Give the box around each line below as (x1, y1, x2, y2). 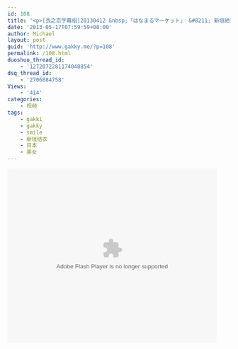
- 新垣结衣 (20, 135, 48, 142)
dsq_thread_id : (7, 69, 52, 76)
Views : (7, 83, 27, 90)
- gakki (20, 115, 42, 122)
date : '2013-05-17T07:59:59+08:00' (7, 23, 113, 30)
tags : (7, 109, 23, 116)
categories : (7, 96, 42, 103)
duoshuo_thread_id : (7, 57, 65, 64)
